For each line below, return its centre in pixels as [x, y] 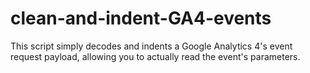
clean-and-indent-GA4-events [141, 18]
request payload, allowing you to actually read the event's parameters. [155, 56]
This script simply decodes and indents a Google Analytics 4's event [151, 46]
